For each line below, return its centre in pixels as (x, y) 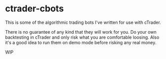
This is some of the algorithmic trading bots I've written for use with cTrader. (83, 22)
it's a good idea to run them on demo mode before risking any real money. (81, 42)
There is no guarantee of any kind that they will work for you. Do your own (81, 32)
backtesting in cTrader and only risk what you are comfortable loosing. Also (82, 37)
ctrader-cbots (34, 9)
